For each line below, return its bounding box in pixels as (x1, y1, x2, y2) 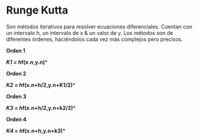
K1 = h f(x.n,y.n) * (6, 58, 48, 66)
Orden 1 (6, 47, 25, 54)
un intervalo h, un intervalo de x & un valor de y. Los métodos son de (6, 29, 173, 36)
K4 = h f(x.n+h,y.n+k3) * (6, 127, 66, 134)
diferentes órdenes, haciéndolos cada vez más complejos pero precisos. (6, 35, 183, 43)
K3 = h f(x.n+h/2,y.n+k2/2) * (6, 104, 76, 111)
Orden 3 (6, 93, 27, 100)
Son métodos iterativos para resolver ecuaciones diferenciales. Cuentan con (6, 23, 193, 30)
